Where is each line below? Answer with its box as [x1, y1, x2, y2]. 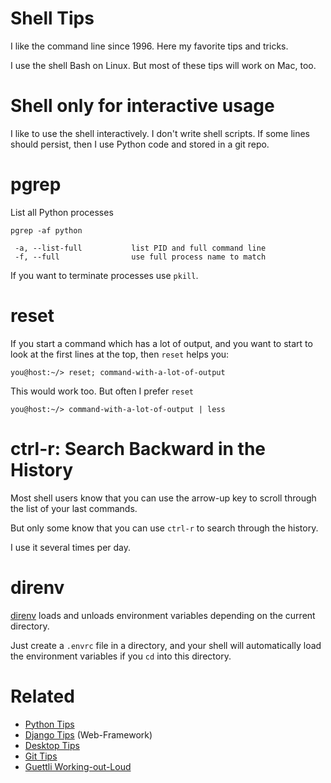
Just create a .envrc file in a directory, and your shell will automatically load [10, 639, 322, 651]
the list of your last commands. [10, 502, 138, 514]
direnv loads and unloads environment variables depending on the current [10, 609, 316, 621]
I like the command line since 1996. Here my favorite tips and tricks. [10, 40, 289, 52]
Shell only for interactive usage [10, 95, 275, 117]
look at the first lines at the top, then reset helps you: [10, 348, 230, 360]
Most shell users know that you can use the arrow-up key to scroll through [10, 492, 317, 504]
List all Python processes [10, 206, 114, 218]
